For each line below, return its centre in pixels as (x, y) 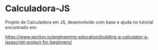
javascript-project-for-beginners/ (39, 42)
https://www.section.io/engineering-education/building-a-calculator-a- (77, 37)
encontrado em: (21, 27)
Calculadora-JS (38, 9)
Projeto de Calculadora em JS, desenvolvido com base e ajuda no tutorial (79, 22)
